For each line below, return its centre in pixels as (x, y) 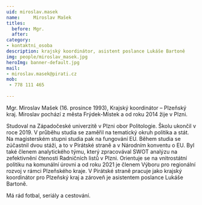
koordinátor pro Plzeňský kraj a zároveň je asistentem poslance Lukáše (95, 177)
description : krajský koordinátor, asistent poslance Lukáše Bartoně (96, 51)
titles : (16, 23)
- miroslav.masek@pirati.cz (42, 74)
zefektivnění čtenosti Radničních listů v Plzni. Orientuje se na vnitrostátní (97, 158)
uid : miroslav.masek (32, 12)
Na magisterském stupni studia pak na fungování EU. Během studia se (94, 138)
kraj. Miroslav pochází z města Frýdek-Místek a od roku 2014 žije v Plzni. (97, 114)
